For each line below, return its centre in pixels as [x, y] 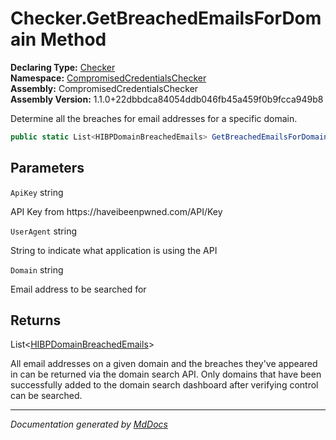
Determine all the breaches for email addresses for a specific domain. [154, 118]
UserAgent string [43, 231]
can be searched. [46, 396]
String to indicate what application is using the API [114, 250]
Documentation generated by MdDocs [89, 424]
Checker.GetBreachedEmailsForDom [166, 18]
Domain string [37, 269]
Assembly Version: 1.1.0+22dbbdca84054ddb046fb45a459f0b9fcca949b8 [167, 99]
